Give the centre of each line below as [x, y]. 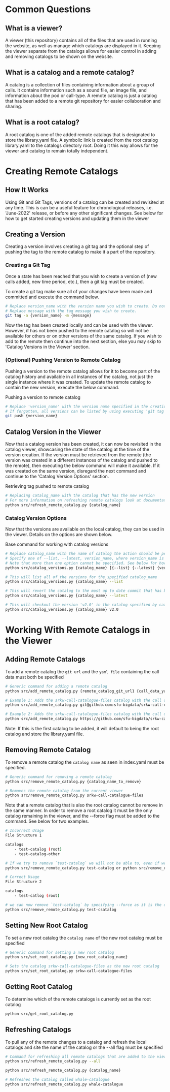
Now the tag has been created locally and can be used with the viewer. [79, 325]
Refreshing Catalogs [38, 1030]
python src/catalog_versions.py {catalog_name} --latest [67, 596]
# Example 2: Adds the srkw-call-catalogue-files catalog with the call [83, 714]
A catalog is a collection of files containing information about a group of [80, 84]
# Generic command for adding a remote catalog [56, 686]
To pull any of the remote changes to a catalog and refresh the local [76, 1042]
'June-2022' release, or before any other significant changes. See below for [84, 213]
